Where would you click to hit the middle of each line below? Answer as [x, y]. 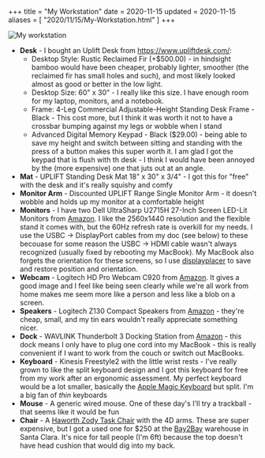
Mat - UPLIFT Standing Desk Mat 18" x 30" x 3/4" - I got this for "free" [134, 176]
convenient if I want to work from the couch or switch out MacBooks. [132, 353]
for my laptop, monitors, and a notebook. [97, 101]
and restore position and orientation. [78, 269]
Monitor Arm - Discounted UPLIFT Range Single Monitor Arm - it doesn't [138, 193]
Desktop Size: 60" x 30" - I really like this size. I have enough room [140, 93]
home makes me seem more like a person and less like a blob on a [127, 294]
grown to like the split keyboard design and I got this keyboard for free [134, 370]
